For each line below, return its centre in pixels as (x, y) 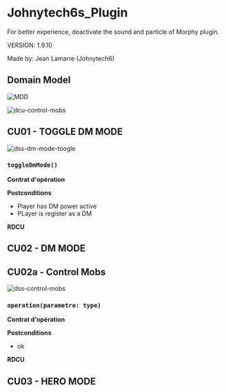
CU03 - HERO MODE (52, 381)
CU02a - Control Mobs (56, 272)
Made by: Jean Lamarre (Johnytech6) (61, 58)
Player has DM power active (57, 206)
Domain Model (39, 80)
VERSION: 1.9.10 (30, 45)
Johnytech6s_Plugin (68, 13)
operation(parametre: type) (54, 305)
